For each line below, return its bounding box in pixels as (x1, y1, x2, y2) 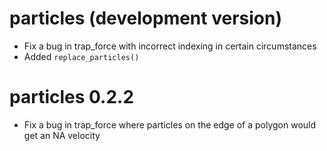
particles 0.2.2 (9, 86, 135, 109)
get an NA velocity (23, 129, 101, 141)
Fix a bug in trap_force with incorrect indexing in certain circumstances (23, 40, 317, 52)
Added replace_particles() (23, 50, 140, 62)
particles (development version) (9, 7, 282, 30)
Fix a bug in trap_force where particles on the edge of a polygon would (23, 118, 317, 131)
